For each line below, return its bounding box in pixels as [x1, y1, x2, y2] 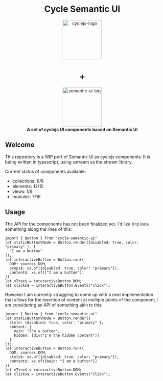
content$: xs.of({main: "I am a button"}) [9, 358, 97, 364]
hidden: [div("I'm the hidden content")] [14, 333, 99, 338]
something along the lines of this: [5, 226, 72, 232]
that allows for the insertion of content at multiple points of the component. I [5, 297, 159, 302]
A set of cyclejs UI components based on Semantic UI [26, 126, 138, 132]
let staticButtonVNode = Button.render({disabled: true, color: [5, 240, 139, 245]
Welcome [5, 141, 35, 149]
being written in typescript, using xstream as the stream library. [5, 159, 133, 165]
